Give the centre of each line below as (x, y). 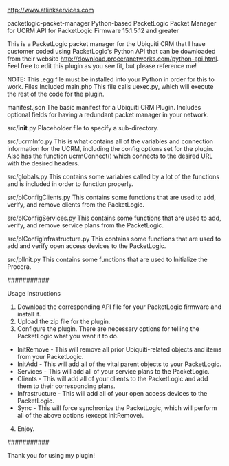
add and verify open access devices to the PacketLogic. (87, 246)
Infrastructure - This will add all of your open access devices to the (112, 393)
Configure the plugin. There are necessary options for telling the (108, 329)
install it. (29, 314)
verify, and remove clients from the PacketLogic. (76, 205)
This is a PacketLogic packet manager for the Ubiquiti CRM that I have (106, 44)
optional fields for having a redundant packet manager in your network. (108, 114)
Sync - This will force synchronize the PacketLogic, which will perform (117, 408)
